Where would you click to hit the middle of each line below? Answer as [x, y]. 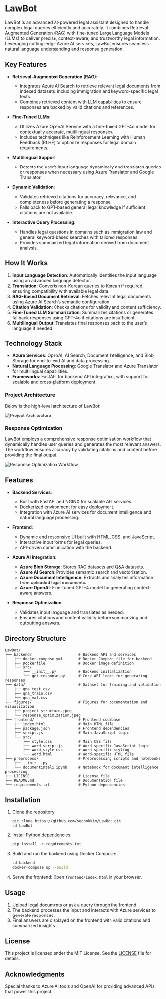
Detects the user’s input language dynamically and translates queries [90, 166]
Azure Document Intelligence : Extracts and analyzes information [86, 577]
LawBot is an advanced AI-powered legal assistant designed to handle [77, 22]
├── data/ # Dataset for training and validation [83, 685]
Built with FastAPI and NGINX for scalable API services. [76, 501]
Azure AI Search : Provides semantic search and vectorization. [83, 572]
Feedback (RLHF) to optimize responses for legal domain [78, 142]
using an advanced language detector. [52, 280]
